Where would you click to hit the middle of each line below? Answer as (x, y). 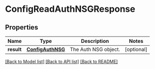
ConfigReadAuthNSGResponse (70, 9)
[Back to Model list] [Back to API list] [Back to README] (62, 62)
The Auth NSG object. (95, 49)
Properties (22, 27)
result (15, 49)
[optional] (136, 49)
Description (95, 41)
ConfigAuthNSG (46, 49)
